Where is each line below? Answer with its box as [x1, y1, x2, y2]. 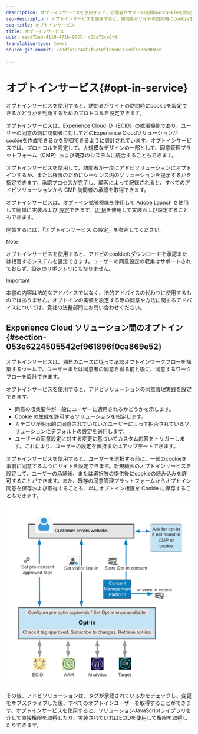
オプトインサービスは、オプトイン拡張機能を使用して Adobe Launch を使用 [6, 199, 189, 206]
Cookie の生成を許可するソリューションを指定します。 [14, 413, 147, 420]
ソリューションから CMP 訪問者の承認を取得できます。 [16, 186, 150, 193]
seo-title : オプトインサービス [6, 22, 75, 28]
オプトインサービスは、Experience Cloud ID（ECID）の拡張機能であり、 [6, 122, 181, 129]
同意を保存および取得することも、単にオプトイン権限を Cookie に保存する [6, 484, 186, 492]
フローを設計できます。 [6, 373, 63, 380]
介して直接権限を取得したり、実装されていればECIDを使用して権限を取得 [6, 714, 183, 722]
